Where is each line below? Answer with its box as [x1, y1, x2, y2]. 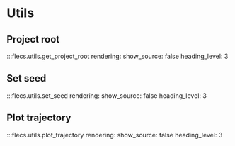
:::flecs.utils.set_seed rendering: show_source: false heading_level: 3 [6, 91, 207, 100]
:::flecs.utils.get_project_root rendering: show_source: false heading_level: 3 [6, 52, 229, 60]
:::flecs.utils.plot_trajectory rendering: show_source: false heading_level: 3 [6, 130, 223, 139]
